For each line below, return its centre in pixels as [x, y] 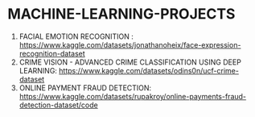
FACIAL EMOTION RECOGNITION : [76, 36]
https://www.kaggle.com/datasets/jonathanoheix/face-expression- [130, 44]
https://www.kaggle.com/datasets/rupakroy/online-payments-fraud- [133, 96]
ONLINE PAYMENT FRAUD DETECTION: [85, 88]
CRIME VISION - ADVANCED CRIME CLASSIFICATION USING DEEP [130, 62]
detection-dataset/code [58, 105]
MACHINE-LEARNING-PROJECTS [121, 14]
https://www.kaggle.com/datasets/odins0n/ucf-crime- [149, 70]
